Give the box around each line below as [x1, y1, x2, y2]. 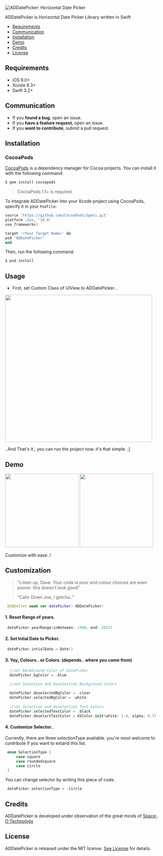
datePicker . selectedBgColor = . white [9, 695, 87, 700]
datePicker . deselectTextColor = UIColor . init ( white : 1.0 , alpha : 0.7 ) [9, 713, 157, 719]
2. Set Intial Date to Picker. [5, 636, 60, 642]
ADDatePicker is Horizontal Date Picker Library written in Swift [5, 14, 131, 20]
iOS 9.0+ [12, 77, 30, 83]
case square [16, 754, 41, 759]
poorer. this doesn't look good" [17, 585, 80, 590]
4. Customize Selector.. [5, 724, 54, 730]
